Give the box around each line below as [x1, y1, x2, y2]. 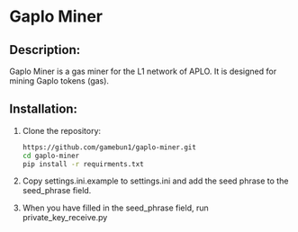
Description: [9, 42, 81, 58]
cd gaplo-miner [22, 151, 80, 160]
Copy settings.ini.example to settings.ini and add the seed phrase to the [22, 175, 289, 186]
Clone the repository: [22, 125, 102, 136]
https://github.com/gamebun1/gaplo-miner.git [22, 142, 196, 152]
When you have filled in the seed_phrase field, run [22, 202, 209, 213]
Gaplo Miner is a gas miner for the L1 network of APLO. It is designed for [9, 66, 277, 76]
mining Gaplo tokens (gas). [9, 76, 110, 86]
